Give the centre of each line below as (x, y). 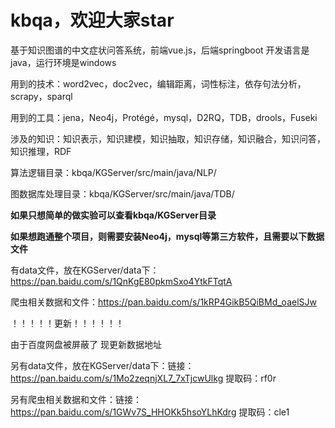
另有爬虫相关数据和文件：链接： (76, 399)
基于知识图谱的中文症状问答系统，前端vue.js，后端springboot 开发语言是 (160, 50)
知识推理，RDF (41, 151)
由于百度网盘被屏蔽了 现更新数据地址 (86, 344)
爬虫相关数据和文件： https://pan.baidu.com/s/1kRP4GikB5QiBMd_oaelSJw (163, 302)
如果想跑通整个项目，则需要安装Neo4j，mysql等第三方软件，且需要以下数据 (167, 236)
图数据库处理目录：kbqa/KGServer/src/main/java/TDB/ (122, 193)
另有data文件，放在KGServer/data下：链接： (102, 365)
